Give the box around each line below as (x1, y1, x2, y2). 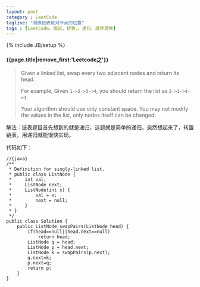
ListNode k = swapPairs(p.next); (27, 249, 111, 256)
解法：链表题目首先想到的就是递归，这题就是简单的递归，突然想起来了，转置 (6, 124, 194, 131)
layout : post (6, 8, 39, 15)
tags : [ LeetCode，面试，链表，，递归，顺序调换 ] (6, 25, 116, 32)
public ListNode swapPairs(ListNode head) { (17, 224, 129, 230)
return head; (37, 234, 70, 240)
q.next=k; (27, 255, 52, 261)
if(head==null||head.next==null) (27, 229, 111, 235)
